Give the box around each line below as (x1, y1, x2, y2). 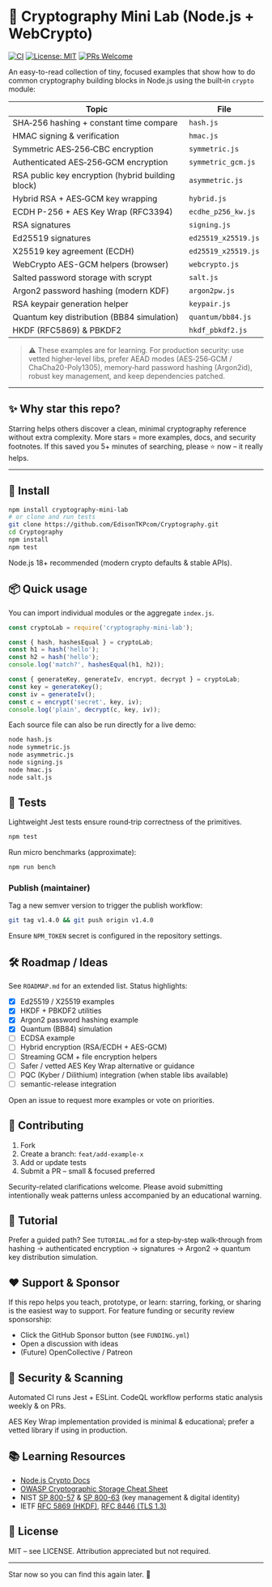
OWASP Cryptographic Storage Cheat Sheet (19, 1483, 168, 1493)
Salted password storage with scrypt (12, 271, 152, 283)
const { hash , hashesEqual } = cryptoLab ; (8, 638, 154, 646)
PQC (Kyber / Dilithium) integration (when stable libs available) (19, 1070, 228, 1079)
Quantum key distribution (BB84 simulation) (12, 311, 180, 322)
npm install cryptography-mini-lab (8, 505, 129, 513)
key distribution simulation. (8, 1253, 99, 1262)
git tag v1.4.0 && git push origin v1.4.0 (8, 917, 154, 925)
